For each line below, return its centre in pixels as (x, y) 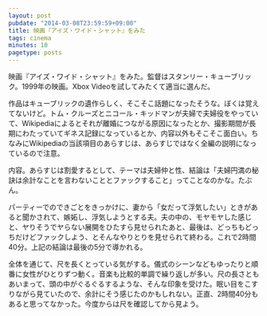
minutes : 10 (28, 45)
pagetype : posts (35, 53)
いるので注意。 (39, 153)
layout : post (30, 16)
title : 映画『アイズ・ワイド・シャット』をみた (77, 30)
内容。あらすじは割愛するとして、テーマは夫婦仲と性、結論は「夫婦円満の (130, 170)
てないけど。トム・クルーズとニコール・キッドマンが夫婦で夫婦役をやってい (133, 113)
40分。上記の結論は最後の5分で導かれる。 (78, 247)
